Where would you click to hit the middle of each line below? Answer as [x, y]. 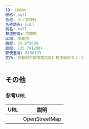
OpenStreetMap [42, 119]
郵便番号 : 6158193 [24, 53]
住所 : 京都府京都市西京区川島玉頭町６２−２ [45, 58]
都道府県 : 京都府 [21, 34]
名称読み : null [20, 24]
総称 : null [16, 15]
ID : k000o [16, 10]
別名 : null [16, 29]
